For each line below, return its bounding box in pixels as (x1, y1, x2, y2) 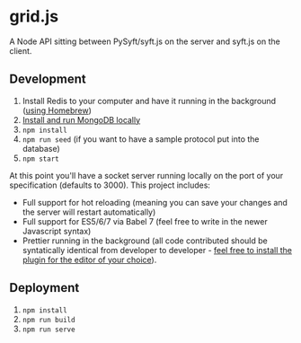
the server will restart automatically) (22, 207, 156, 217)
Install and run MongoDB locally (22, 114, 141, 125)
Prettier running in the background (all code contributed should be (22, 235, 268, 246)
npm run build (22, 315, 75, 324)
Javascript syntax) (22, 225, 92, 236)
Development (9, 72, 87, 87)
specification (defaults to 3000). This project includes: (9, 180, 211, 190)
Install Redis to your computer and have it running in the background (22, 95, 277, 106)
